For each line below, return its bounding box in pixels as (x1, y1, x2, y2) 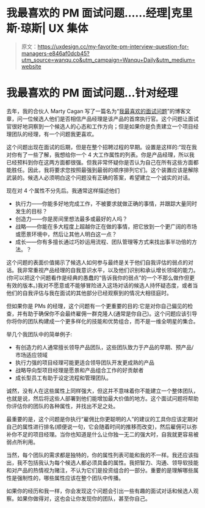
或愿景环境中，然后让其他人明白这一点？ (15, 230, 117, 238)
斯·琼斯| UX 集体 (6, 21, 88, 35)
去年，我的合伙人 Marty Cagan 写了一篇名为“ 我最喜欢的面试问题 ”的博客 (6, 107, 186, 114)
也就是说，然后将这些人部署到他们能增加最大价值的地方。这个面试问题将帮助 (6, 394, 199, 402)
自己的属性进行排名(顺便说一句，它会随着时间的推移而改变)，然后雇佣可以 (6, 423, 192, 430)
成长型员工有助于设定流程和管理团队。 (15, 374, 112, 381)
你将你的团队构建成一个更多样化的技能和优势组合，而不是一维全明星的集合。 (6, 317, 199, 325)
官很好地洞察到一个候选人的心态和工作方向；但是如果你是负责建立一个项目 (6, 122, 193, 130)
